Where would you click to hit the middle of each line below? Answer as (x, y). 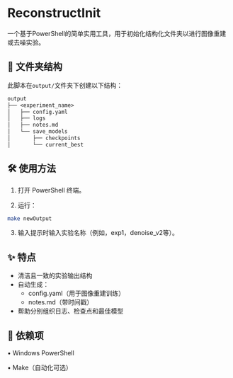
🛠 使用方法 (32, 169)
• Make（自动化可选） (40, 368)
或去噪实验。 (26, 42)
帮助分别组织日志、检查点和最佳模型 (70, 311)
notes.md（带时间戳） (61, 302)
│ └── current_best (45, 144)
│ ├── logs (27, 118)
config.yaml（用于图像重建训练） (76, 293)
